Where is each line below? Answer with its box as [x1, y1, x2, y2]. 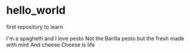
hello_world [6, 4, 66, 17]
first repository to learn [6, 23, 63, 30]
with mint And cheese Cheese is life [6, 41, 95, 48]
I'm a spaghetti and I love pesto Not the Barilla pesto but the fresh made [6, 35, 185, 42]
